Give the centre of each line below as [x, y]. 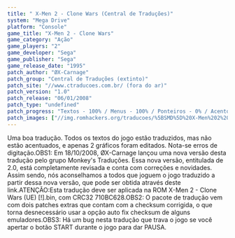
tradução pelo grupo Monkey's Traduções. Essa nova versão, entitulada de [115, 160]
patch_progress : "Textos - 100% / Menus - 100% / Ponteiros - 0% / [108, 111]
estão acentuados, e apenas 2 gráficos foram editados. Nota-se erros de [113, 145]
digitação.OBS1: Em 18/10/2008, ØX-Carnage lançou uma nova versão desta [117, 153]
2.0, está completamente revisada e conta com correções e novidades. [110, 167]
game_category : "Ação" [40, 40]
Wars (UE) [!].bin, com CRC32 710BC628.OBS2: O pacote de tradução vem [115, 197]
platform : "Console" [37, 27]
